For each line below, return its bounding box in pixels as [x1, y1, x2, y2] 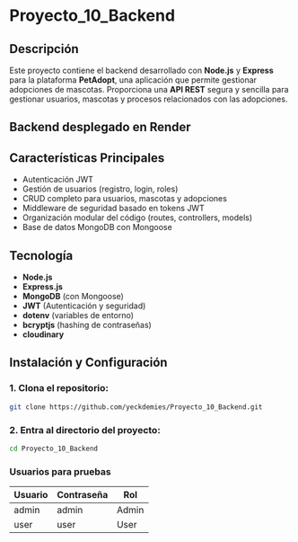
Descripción [9, 41, 79, 57]
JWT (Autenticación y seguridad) [22, 300, 146, 311]
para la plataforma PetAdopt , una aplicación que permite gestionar [9, 75, 258, 85]
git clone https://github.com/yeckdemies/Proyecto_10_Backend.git [9, 402, 263, 412]
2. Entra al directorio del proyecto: [9, 423, 162, 436]
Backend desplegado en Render [9, 120, 191, 135]
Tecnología [9, 248, 74, 263]
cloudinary [22, 329, 65, 340]
